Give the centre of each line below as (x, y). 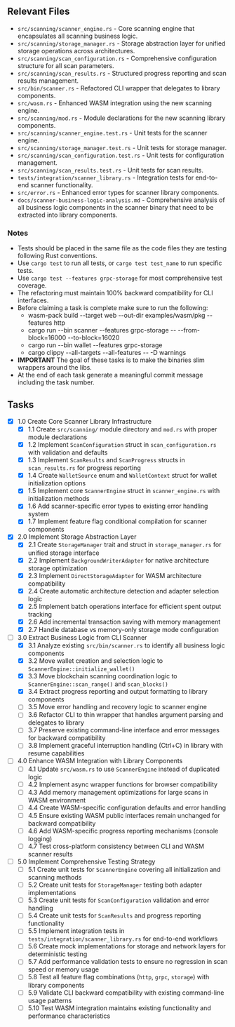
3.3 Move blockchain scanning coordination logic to (102, 676)
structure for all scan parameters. (66, 65)
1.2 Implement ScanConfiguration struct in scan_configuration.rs (122, 445)
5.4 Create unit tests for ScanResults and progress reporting (114, 915)
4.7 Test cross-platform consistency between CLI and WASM (116, 846)
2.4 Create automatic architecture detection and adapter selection (123, 591)
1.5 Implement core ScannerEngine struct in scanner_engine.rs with (124, 491)
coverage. (32, 286)
